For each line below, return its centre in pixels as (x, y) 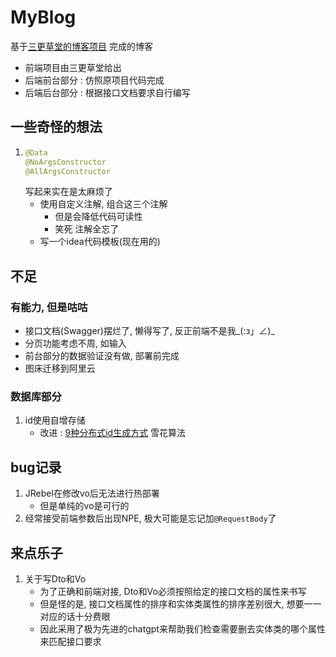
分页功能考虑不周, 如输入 (75, 343)
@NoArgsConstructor (65, 162)
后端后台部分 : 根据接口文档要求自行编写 (107, 92)
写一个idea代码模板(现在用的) (100, 242)
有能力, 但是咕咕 (49, 307)
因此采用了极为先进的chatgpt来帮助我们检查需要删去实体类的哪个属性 (182, 628)
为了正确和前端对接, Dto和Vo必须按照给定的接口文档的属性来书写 (173, 591)
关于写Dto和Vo (55, 578)
